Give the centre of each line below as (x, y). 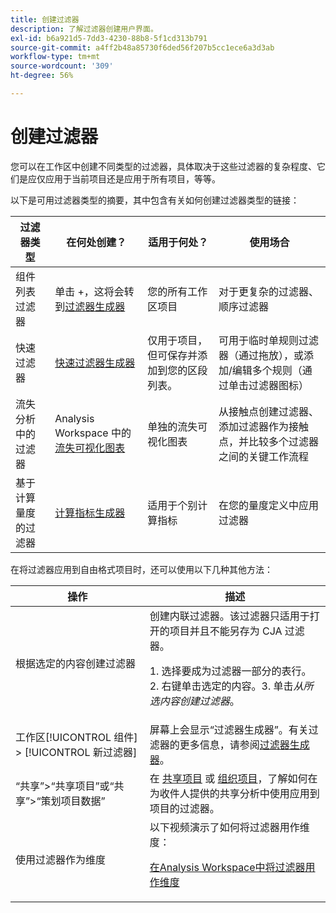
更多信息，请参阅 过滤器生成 (244, 744)
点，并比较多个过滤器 (269, 441)
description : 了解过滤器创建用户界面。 (84, 29)
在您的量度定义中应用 (269, 505)
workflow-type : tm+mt (55, 57)
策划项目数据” (73, 801)
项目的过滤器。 (184, 808)
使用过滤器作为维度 (61, 859)
